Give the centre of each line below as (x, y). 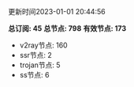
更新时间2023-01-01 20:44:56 (57, 11)
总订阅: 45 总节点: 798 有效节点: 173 (67, 28)
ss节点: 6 (34, 75)
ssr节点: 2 (36, 55)
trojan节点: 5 (40, 65)
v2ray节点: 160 (44, 45)
